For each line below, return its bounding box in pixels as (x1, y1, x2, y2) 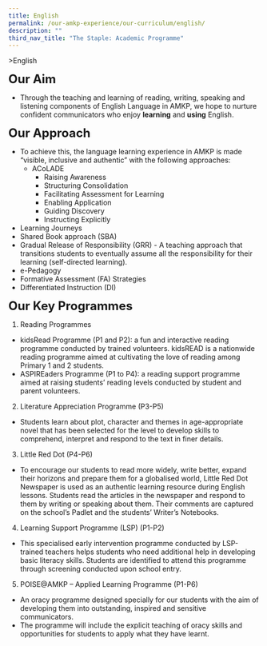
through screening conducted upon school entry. (19, 564, 182, 574)
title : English (8, 11, 59, 20)
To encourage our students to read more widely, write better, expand (19, 465, 247, 475)
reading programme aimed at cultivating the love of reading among (19, 353, 241, 362)
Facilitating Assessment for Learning (43, 189, 165, 199)
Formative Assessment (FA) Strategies (19, 274, 146, 284)
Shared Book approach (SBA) (19, 232, 118, 241)
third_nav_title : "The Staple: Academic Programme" (8, 34, 184, 42)
